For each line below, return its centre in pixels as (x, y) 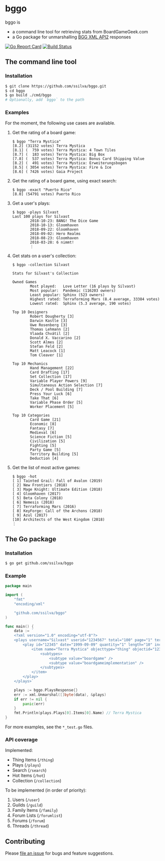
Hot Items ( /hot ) (29, 775)
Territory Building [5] (54, 454)
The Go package (31, 539)
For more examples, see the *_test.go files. (49, 727)
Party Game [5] (46, 450)
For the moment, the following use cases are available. (60, 123)
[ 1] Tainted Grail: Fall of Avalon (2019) (57, 481)
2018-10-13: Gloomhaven (54, 225)
